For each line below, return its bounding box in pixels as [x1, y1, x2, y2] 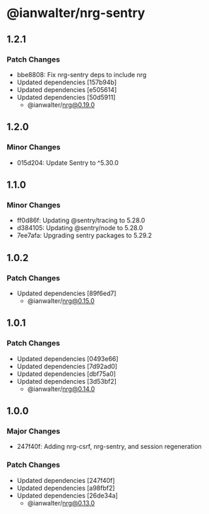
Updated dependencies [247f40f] [16, 476, 115, 484]
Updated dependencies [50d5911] [16, 93, 116, 101]
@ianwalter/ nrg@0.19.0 [27, 101, 95, 109]
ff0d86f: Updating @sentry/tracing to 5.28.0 [16, 216, 145, 224]
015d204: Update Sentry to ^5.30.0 [16, 158, 119, 167]
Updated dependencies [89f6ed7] [16, 289, 117, 297]
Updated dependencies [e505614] [16, 85, 117, 93]
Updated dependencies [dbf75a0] [16, 370, 117, 378]
